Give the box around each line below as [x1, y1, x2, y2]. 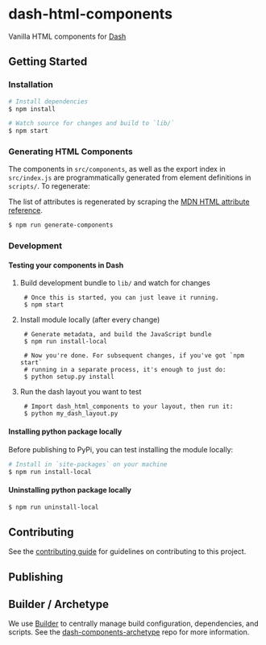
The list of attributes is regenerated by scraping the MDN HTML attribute [8, 197, 250, 206]
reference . [8, 206, 43, 215]
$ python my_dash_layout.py [23, 410, 118, 418]
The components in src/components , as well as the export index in [8, 164, 226, 174]
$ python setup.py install [23, 372, 114, 381]
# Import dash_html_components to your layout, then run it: [23, 402, 234, 411]
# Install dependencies [8, 98, 89, 106]
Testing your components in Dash [8, 260, 124, 270]
